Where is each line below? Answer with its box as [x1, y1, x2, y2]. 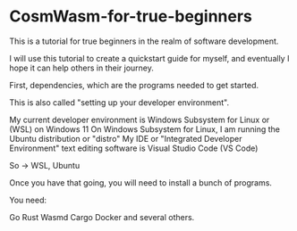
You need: [9, 194, 47, 205]
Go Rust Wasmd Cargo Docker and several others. [9, 211, 195, 222]
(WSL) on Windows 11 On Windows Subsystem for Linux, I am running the [9, 123, 280, 135]
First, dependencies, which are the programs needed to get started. [9, 79, 259, 90]
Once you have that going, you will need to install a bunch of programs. [9, 177, 273, 188]
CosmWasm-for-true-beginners [9, 6, 253, 27]
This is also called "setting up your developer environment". [9, 96, 230, 108]
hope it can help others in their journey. [9, 62, 155, 73]
